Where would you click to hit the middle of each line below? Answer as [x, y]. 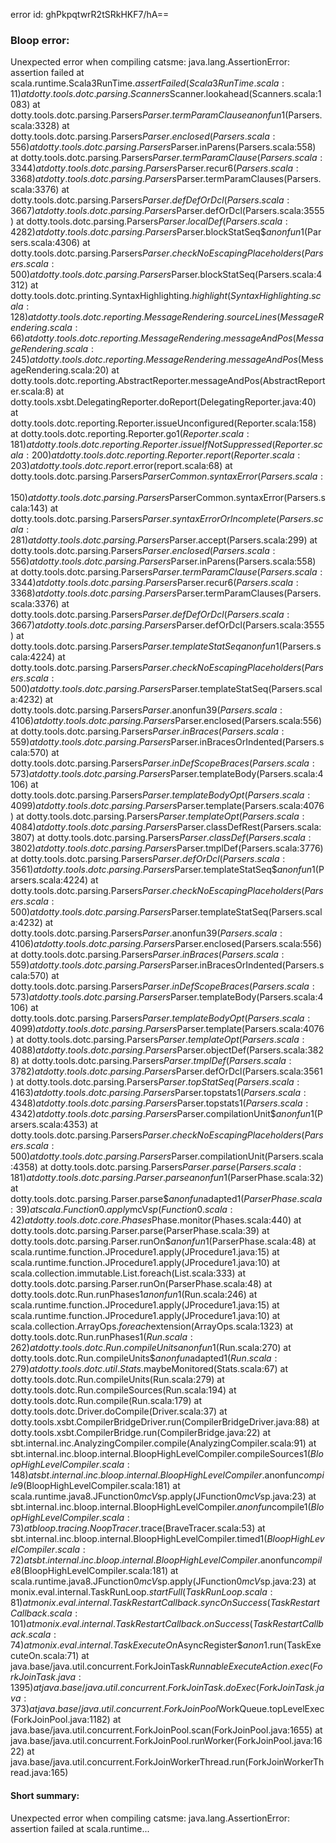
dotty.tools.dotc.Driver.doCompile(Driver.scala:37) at [119, 1411]
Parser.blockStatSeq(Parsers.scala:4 [247, 275]
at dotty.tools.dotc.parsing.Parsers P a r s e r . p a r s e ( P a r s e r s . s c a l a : [170, 1167]
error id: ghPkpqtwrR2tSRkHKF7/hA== [90, 14]
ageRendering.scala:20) [60, 370]
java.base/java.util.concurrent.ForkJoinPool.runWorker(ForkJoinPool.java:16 [166, 1741]
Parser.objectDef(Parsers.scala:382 [250, 1050]
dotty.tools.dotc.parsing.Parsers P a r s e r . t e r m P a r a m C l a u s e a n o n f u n [146, 115]
